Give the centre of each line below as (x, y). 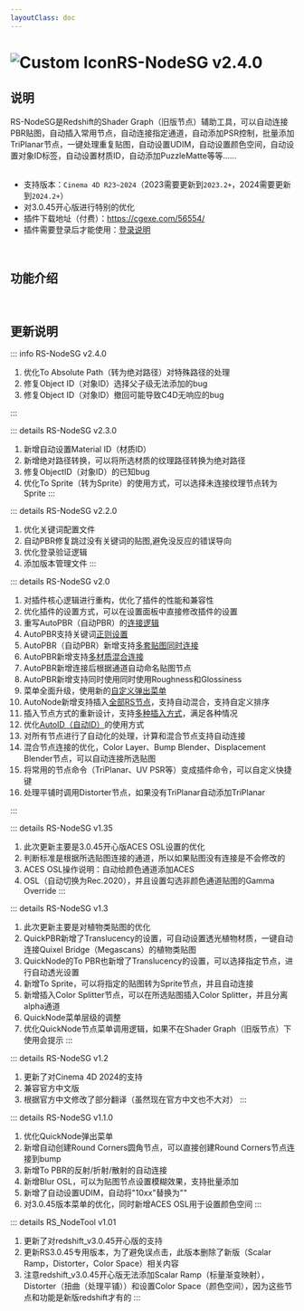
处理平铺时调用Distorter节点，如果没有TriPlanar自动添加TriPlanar (144, 793)
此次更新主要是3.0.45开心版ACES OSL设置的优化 (114, 847)
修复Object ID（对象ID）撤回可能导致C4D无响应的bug (123, 395)
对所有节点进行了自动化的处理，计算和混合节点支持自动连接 (134, 736)
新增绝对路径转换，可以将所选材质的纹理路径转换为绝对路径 (134, 461)
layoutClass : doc (43, 18)
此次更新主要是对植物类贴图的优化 (87, 927)
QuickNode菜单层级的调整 (72, 1018)
